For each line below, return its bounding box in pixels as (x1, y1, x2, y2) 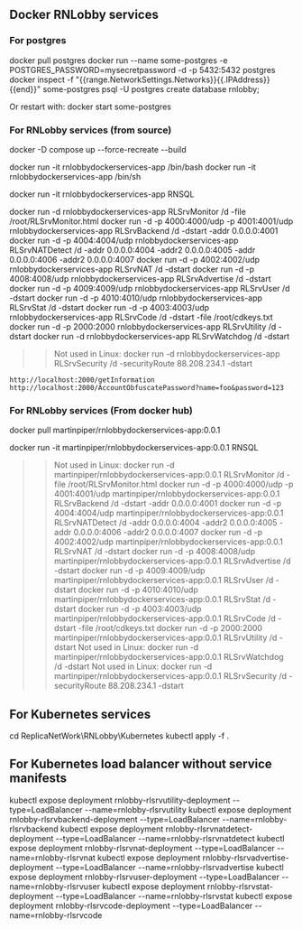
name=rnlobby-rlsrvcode (9, 909, 103, 920)
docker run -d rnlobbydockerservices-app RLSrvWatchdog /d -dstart (32, 330, 290, 341)
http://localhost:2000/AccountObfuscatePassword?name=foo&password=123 (9, 383, 284, 392)
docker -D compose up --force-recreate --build (9, 144, 187, 154)
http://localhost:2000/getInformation (9, 375, 155, 385)
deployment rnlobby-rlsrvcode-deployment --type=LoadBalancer (9, 900, 253, 911)
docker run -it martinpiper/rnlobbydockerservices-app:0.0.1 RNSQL (9, 442, 259, 453)
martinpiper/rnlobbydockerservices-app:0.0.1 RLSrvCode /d (53, 613, 277, 624)
